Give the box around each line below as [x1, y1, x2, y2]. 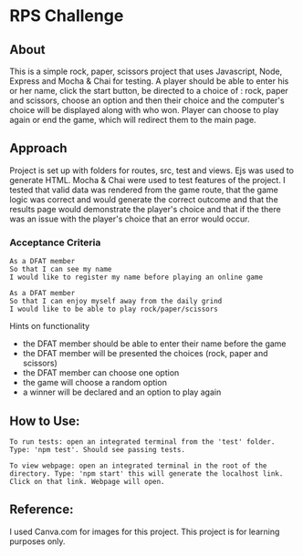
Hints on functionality [9, 321, 90, 332]
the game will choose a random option [22, 377, 167, 388]
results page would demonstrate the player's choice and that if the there [9, 203, 281, 214]
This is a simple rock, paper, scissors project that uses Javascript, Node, [9, 66, 283, 77]
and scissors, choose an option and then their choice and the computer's [9, 95, 285, 106]
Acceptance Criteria [9, 236, 101, 249]
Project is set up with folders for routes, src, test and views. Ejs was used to [9, 165, 295, 176]
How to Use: [9, 413, 80, 428]
